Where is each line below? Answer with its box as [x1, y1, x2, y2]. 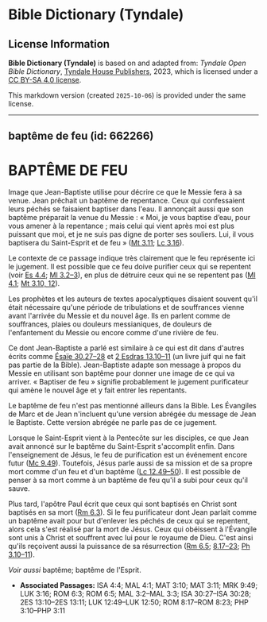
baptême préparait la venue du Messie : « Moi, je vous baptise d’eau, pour [8, 213, 251, 222]
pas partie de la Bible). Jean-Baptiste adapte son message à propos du [8, 360, 241, 370]
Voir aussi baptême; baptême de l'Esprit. [8, 566, 141, 575]
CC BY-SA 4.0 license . [8, 75, 82, 84]
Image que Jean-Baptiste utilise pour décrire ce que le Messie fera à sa [8, 187, 242, 197]
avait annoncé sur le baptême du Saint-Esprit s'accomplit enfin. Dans [8, 442, 235, 451]
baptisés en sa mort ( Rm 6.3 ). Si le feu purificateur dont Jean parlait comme [8, 508, 257, 517]
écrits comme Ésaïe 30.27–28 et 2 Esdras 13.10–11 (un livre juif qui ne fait [8, 352, 246, 361]
